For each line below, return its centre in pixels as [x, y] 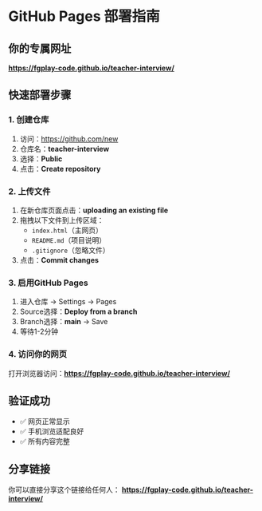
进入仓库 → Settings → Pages [68, 302]
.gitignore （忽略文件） [70, 250]
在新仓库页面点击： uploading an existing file [94, 210]
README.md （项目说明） [69, 240]
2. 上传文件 [29, 191]
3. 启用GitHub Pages [49, 283]
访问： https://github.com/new [69, 139]
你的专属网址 [40, 48]
